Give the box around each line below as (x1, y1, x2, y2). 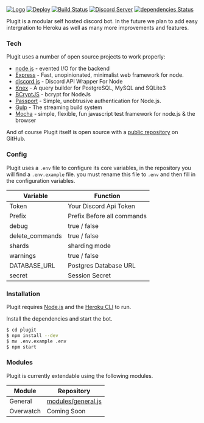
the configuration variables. (6, 177, 76, 184)
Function (94, 191, 121, 200)
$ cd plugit (6, 327, 37, 333)
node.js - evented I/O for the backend (15, 65, 110, 73)
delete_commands (9, 232, 62, 240)
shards (9, 241, 29, 250)
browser (15, 116, 37, 124)
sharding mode (68, 241, 111, 250)
